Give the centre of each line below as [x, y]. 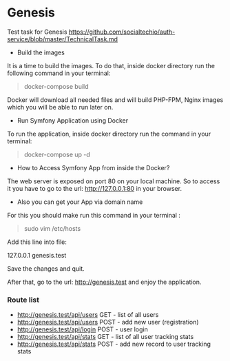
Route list [23, 300]
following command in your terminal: [59, 73]
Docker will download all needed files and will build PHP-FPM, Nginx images [115, 100]
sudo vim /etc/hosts [52, 228]
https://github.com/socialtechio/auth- [122, 32]
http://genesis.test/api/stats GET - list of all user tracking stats [105, 337]
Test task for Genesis [37, 32]
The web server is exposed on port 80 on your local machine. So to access [114, 181]
